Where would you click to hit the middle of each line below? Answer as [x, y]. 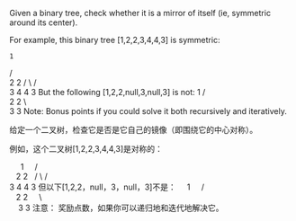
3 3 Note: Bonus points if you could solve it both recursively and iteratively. [148, 111]
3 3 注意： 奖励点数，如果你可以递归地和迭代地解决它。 [121, 208]
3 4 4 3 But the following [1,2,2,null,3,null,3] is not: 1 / [108, 92]
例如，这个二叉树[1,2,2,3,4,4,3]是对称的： [86, 149]
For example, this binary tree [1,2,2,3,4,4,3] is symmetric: [115, 40]
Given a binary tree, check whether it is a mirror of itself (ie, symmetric [140, 13]
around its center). [44, 22]
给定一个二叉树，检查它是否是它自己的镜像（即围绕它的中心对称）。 [134, 130]
